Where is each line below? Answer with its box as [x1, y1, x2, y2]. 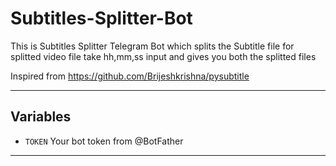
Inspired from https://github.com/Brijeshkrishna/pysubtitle [10, 70, 250, 82]
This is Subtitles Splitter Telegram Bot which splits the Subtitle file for [10, 40, 295, 52]
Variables [10, 108, 72, 126]
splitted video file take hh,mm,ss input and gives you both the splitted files [10, 50, 317, 62]
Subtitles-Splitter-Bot [10, 7, 193, 30]
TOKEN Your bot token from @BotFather [24, 135, 184, 147]
